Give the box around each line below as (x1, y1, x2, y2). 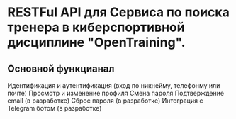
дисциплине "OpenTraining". (7, 35, 186, 50)
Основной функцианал (7, 62, 115, 74)
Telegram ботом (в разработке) (7, 104, 102, 112)
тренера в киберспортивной (7, 19, 186, 35)
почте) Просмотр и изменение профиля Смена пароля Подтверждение (7, 89, 225, 97)
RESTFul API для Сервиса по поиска (7, 4, 230, 21)
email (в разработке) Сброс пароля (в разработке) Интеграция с (7, 96, 203, 105)
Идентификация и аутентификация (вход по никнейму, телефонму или (7, 81, 220, 89)
